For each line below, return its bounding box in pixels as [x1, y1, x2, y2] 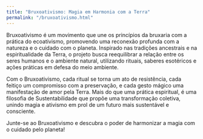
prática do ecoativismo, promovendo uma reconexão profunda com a [6, 38, 180, 45]
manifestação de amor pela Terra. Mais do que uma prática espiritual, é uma [6, 88, 197, 95]
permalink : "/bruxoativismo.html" [6, 15, 94, 21]
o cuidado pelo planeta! [6, 126, 65, 133]
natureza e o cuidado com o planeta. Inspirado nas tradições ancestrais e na [6, 44, 198, 52]
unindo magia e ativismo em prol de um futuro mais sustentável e [6, 101, 170, 108]
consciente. [6, 107, 36, 115]
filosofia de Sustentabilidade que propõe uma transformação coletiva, [6, 95, 181, 102]
